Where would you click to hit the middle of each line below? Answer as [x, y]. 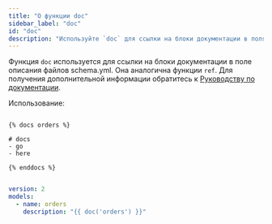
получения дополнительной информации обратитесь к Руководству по [132, 79]
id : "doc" [25, 31]
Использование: [36, 103]
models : [21, 197]
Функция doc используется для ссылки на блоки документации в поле [130, 62]
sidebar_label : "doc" [45, 24]
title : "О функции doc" [49, 16]
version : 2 [27, 189]
